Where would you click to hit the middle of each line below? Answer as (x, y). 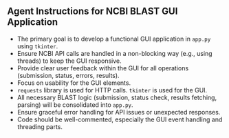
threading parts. (40, 126)
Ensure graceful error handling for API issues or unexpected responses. (119, 112)
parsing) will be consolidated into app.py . (75, 105)
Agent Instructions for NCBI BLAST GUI (92, 11)
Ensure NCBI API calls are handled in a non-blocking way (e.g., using (115, 53)
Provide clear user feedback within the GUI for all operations (103, 68)
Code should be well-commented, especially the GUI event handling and (120, 119)
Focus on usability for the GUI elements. (74, 83)
